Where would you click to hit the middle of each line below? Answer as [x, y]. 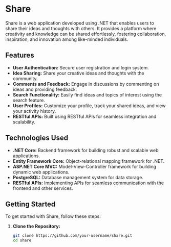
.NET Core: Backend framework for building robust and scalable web [85, 150]
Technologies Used [37, 138]
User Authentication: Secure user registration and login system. [81, 67]
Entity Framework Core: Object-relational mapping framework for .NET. [89, 161]
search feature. [29, 100]
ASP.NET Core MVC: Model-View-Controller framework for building [84, 166]
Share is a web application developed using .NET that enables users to [80, 23]
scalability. [24, 122]
